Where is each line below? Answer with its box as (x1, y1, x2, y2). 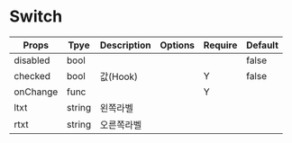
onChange (14, 85, 59, 98)
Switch (9, 6, 63, 27)
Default (246, 39, 279, 51)
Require (203, 39, 238, 51)
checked (14, 69, 51, 82)
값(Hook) (99, 70, 138, 83)
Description (99, 39, 151, 51)
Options (160, 39, 196, 51)
